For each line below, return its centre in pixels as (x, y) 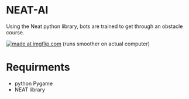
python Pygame (34, 83)
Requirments (38, 67)
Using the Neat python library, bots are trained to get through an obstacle (94, 26)
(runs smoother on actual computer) (106, 44)
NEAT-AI (27, 10)
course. (15, 32)
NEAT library (30, 89)
